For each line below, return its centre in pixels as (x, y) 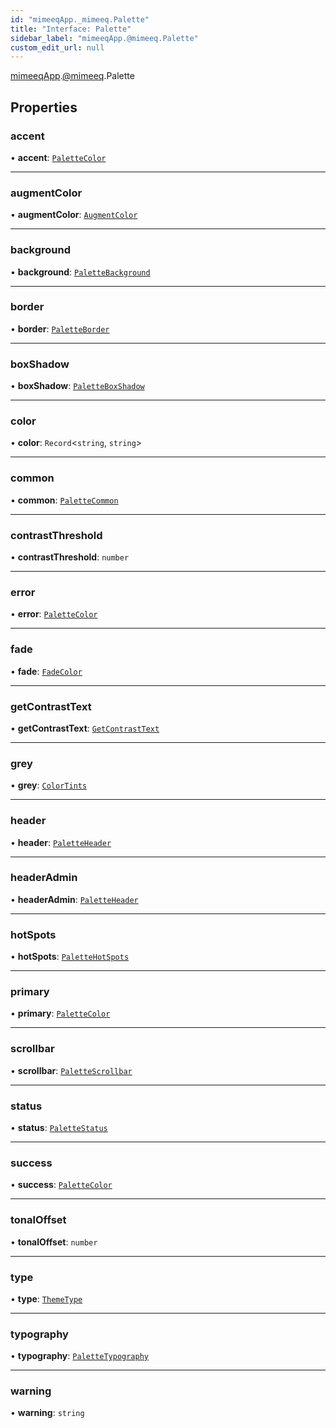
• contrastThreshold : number (70, 557)
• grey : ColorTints (49, 785)
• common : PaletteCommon (64, 500)
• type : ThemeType (46, 1298)
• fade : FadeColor (46, 671)
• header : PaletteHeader (61, 842)
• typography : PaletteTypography (79, 1356)
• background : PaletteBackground (80, 272)
